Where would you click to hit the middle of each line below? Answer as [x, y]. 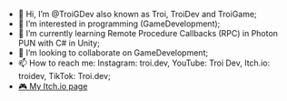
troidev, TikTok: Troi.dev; [64, 76]
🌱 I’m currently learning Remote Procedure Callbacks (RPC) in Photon [148, 33]
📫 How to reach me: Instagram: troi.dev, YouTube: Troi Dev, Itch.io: [144, 63]
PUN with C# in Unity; [59, 43]
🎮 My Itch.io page [53, 86]
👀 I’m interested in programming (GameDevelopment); [119, 24]
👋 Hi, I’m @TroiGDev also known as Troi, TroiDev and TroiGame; [137, 14]
